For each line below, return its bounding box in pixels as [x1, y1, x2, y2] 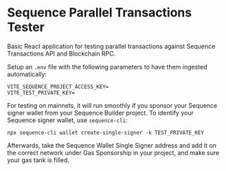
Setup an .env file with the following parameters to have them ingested [7, 62, 207, 71]
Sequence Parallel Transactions [7, 5, 192, 21]
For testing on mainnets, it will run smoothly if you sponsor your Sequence [7, 101, 218, 109]
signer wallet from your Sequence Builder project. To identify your [7, 109, 194, 117]
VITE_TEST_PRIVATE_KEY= [7, 89, 76, 96]
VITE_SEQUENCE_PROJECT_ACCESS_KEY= [7, 83, 109, 90]
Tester [7, 19, 45, 35]
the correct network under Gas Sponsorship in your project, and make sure [7, 148, 220, 157]
